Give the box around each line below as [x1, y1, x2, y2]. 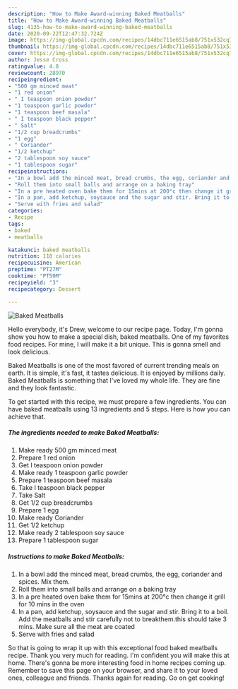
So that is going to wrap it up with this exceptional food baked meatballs [8, 644, 218, 652]
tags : [8, 220, 24, 227]
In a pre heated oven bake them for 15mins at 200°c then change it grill [18, 592, 225, 601]
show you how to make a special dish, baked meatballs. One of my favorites [8, 332, 229, 341]
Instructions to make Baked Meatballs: [8, 552, 124, 561]
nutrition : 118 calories [8, 253, 81, 260]
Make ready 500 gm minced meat [18, 446, 117, 455]
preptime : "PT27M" [8, 266, 62, 273]
